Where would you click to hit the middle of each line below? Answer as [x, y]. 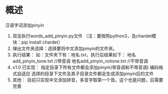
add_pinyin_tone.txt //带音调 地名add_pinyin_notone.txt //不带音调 [80, 61]
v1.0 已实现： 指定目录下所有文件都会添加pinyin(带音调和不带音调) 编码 [86, 67]
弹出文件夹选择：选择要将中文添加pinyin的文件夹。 [65, 48]
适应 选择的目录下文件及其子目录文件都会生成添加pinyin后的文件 [88, 73]
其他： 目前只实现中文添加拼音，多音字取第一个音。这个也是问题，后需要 [88, 80]
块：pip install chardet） [38, 42]
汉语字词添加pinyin [25, 25]
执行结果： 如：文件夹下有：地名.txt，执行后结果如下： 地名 [74, 55]
